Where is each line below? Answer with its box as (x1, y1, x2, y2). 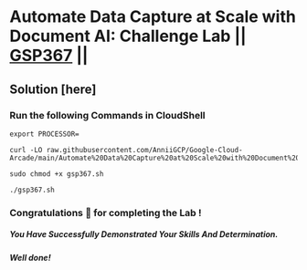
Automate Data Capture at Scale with (9, 6, 297, 27)
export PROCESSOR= (9, 130, 79, 139)
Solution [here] (9, 81, 97, 97)
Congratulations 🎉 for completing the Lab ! (9, 206, 202, 219)
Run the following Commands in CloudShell (9, 109, 206, 121)
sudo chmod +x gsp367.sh (9, 169, 104, 179)
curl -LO (9, 145, 43, 154)
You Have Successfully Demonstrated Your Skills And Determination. (9, 229, 279, 240)
